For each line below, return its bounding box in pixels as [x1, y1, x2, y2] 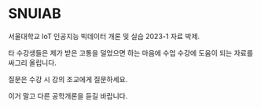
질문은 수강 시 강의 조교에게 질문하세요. [8, 74, 128, 84]
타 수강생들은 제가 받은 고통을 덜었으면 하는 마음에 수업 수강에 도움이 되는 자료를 [8, 48, 254, 57]
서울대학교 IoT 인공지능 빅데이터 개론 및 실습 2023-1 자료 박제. [8, 31, 200, 41]
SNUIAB [8, 5, 61, 23]
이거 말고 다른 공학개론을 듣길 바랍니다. [8, 91, 128, 100]
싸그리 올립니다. [8, 58, 57, 67]
